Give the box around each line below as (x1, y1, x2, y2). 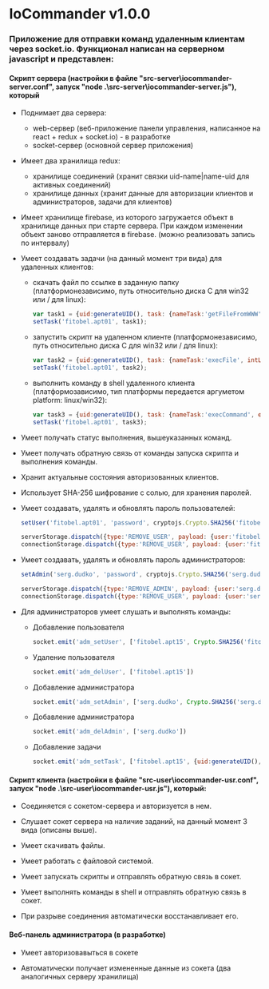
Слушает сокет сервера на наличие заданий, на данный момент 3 (20, 817, 248, 826)
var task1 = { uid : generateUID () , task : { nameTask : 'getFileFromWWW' (32, 310, 262, 319)
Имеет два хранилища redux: (20, 156, 121, 166)
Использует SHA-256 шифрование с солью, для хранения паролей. (20, 488, 252, 497)
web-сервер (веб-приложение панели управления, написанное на (32, 123, 261, 133)
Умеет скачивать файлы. (20, 841, 105, 850)
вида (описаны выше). (20, 826, 97, 835)
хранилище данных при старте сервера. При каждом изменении (20, 221, 243, 231)
